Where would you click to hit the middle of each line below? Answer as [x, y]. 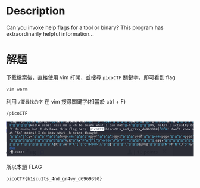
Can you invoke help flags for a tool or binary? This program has [85, 27]
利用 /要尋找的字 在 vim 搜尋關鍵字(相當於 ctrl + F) [66, 101]
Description [36, 11]
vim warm [17, 89]
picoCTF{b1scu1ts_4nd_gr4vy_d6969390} [54, 179]
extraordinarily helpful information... [50, 33]
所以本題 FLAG [24, 167]
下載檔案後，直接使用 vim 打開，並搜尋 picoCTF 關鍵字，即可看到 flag [91, 77]
